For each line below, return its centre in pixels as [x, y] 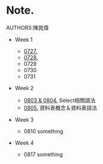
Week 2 [24, 88]
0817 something [43, 154]
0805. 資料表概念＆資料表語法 [60, 107]
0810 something [43, 131]
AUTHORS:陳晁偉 [27, 27]
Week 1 [24, 39]
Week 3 [24, 119]
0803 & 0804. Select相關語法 [60, 100]
